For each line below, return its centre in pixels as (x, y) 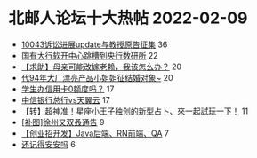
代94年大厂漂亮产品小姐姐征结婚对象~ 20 (97, 77)
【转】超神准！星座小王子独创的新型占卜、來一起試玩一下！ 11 (135, 111)
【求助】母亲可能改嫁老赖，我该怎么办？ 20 (101, 67)
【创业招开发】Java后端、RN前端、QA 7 (95, 133)
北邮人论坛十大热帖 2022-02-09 (128, 18)
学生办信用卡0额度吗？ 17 (68, 89)
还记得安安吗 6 (48, 144)
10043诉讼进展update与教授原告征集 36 (94, 44)
